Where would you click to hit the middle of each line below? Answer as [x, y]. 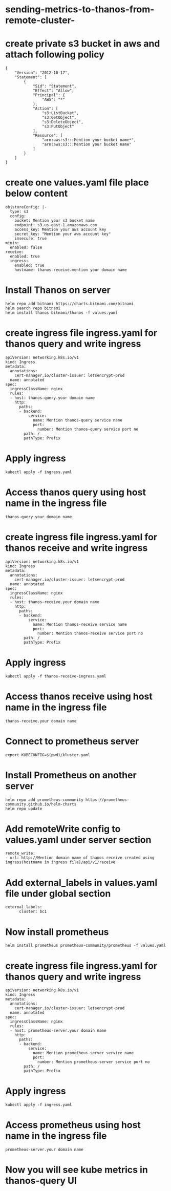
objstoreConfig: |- [26, 207]
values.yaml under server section [78, 839]
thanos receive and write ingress [77, 548]
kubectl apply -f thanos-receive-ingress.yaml [56, 676]
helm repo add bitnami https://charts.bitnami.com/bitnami [70, 304]
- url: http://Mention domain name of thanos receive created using [80, 858]
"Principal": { [49, 95]
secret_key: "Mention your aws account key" [63, 234]
